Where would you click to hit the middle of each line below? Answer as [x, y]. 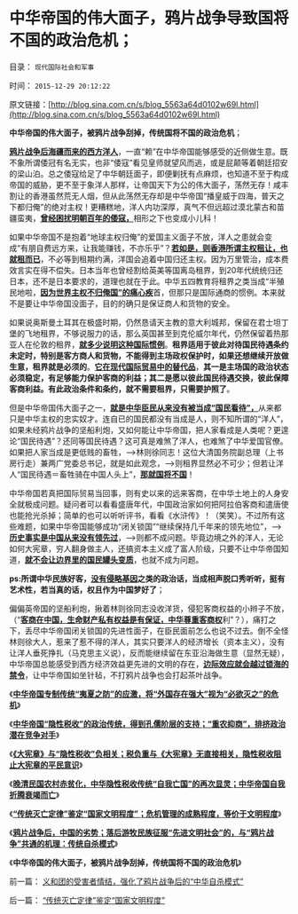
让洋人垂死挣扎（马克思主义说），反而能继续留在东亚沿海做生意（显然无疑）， [149, 652]
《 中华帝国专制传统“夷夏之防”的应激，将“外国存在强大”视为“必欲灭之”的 [140, 694]
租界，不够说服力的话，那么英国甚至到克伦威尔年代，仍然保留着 [156, 333]
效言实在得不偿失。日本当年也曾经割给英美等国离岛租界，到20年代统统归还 [146, 270]
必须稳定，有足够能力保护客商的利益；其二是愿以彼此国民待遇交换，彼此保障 [149, 377]
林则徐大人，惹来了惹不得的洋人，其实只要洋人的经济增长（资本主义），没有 [147, 642]
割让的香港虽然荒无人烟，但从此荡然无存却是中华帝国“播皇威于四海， [135, 195]
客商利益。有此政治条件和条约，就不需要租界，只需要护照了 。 [122, 389]
